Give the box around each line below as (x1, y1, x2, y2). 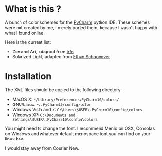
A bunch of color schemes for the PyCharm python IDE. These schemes (5, 19, 150, 25)
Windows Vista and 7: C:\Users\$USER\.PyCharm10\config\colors (12, 106, 142, 112)
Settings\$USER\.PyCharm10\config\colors (12, 117, 98, 122)
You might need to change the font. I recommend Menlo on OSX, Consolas (5, 125, 155, 131)
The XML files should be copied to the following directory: (5, 87, 122, 93)
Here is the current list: (5, 39, 51, 45)
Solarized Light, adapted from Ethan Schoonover (12, 53, 110, 59)
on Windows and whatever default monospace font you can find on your (5, 130, 151, 137)
